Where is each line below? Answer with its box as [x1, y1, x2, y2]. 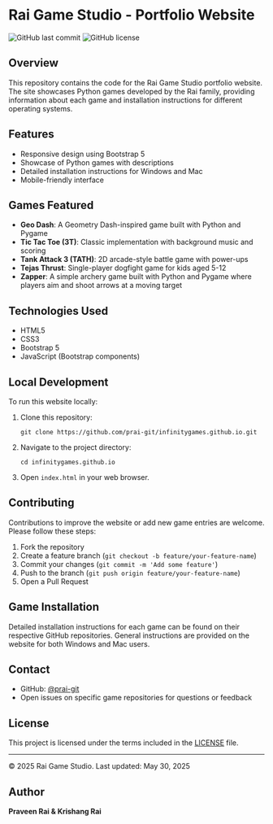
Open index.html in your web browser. [19, 473, 150, 482]
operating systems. [8, 103, 73, 113]
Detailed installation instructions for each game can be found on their [8, 621, 240, 631]
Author [8, 785, 45, 799]
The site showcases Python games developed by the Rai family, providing [8, 86, 255, 96]
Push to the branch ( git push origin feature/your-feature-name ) [19, 568, 241, 578]
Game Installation [8, 600, 100, 614]
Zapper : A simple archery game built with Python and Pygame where [19, 272, 252, 281]
